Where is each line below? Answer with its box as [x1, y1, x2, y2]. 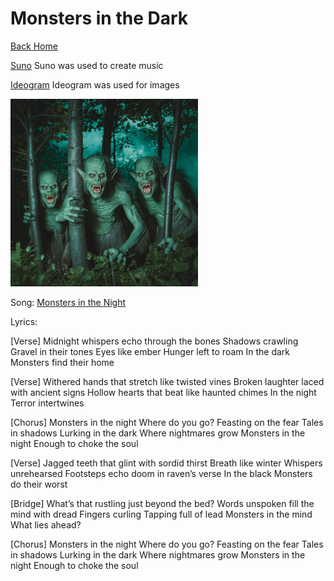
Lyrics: [10, 315, 38, 327]
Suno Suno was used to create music [10, 59, 164, 71]
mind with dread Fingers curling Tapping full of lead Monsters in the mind [10, 508, 313, 520]
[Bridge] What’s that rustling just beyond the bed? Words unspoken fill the [10, 497, 315, 509]
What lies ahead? [10, 518, 82, 531]
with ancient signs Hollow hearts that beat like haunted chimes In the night [10, 386, 317, 398]
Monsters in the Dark [10, 7, 189, 30]
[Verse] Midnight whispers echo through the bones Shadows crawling [10, 335, 299, 347]
